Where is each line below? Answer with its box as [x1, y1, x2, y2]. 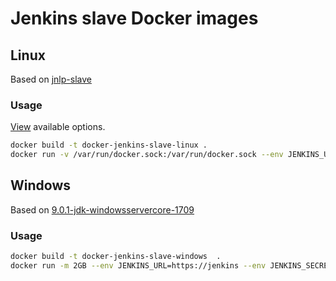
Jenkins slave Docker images [10, 7, 259, 30]
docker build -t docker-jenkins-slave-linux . [10, 140, 208, 151]
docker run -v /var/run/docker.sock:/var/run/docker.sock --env [10, 150, 284, 160]
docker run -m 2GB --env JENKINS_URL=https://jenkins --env [10, 261, 267, 271]
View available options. [10, 121, 106, 133]
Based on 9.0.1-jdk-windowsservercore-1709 [10, 203, 195, 216]
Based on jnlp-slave [10, 73, 92, 85]
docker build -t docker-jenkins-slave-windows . [10, 252, 222, 262]
